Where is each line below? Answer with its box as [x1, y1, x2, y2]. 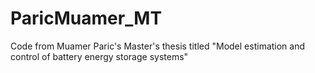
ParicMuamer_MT [10, 7, 163, 30]
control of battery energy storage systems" [10, 50, 189, 62]
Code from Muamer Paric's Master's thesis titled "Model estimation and [10, 40, 306, 52]
